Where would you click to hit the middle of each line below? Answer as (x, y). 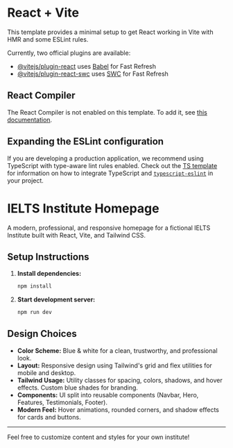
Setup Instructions (48, 257)
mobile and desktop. (46, 372)
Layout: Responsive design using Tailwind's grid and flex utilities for (115, 365)
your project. (25, 180)
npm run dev (34, 313)
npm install (34, 286)
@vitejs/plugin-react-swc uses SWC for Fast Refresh (93, 74)
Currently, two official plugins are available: (69, 53)
